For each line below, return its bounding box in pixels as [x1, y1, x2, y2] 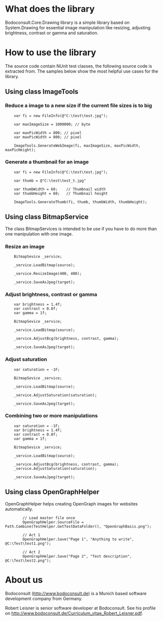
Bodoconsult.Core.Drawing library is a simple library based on [5, 19, 130, 25]
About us [5, 574, 43, 585]
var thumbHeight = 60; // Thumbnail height [14, 191, 108, 196]
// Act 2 [22, 549, 41, 554]
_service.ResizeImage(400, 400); [14, 271, 82, 276]
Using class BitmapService [5, 213, 89, 221]
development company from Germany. [5, 596, 83, 602]
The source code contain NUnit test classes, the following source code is [5, 63, 152, 69]
